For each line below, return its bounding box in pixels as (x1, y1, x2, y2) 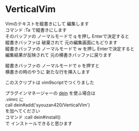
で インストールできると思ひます (5, 120, 73, 126)
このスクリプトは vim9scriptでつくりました (5, 79, 94, 85)
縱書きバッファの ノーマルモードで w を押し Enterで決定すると (5, 45, 134, 51)
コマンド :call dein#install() (5, 114, 61, 120)
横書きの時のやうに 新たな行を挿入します (5, 68, 90, 74)
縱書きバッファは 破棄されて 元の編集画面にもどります (5, 39, 118, 45)
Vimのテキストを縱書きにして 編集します (5, 20, 89, 26)
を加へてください (5, 107, 40, 113)
